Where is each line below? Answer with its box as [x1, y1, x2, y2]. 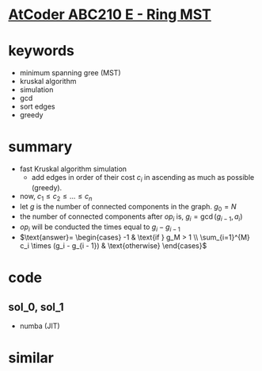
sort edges [19, 101, 55, 112]
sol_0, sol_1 [8, 300, 65, 314]
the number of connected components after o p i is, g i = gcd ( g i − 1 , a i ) [19, 212, 243, 224]
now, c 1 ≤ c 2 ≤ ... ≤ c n [19, 191, 93, 203]
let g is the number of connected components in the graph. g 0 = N [19, 201, 237, 213]
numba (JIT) [19, 321, 61, 331]
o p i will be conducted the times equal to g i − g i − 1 [19, 222, 180, 234]
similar [8, 349, 54, 367]
